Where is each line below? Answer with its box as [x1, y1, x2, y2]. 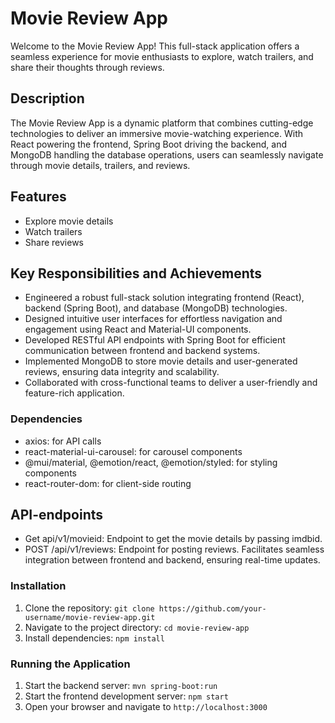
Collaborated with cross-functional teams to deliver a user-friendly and [24, 377, 318, 389]
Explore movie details [24, 215, 114, 227]
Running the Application [10, 657, 131, 671]
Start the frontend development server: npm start [24, 690, 229, 702]
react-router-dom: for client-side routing [24, 477, 192, 489]
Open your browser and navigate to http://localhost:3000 [24, 701, 268, 713]
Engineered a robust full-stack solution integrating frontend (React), [24, 292, 305, 304]
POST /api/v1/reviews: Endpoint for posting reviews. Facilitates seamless [24, 543, 325, 556]
